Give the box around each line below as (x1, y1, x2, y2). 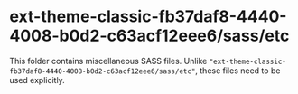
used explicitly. (9, 74, 65, 85)
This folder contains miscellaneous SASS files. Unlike (9, 55, 208, 66)
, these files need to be (195, 65, 281, 76)
